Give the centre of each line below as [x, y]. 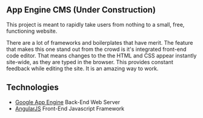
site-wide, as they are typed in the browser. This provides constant [90, 62]
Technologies [33, 87]
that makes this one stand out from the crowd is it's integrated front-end [96, 49]
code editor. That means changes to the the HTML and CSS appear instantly [101, 55]
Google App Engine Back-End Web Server [68, 102]
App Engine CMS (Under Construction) [81, 10]
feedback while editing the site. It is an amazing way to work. [82, 68]
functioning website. [32, 31]
